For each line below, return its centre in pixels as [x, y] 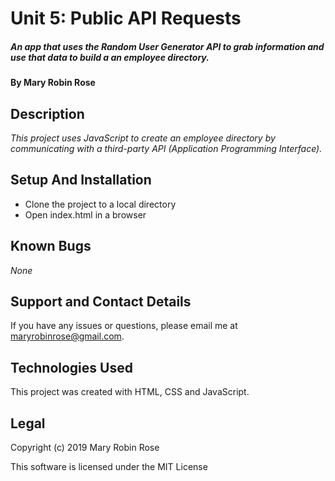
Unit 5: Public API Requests [126, 18]
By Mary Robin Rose [53, 83]
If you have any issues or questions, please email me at [124, 326]
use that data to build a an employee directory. [110, 57]
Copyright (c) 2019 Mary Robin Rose [85, 448]
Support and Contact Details [101, 301]
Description [47, 113]
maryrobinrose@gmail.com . [67, 336]
